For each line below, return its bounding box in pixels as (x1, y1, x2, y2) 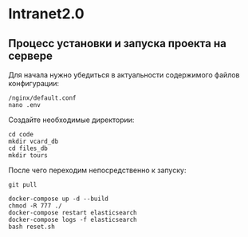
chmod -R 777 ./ (8, 202, 62, 210)
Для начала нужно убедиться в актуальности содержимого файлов (8, 70, 240, 80)
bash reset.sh (8, 223, 56, 231)
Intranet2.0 (8, 5, 85, 23)
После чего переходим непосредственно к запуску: (8, 165, 187, 175)
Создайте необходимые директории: (8, 115, 135, 124)
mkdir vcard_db (8, 137, 59, 145)
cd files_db (8, 144, 48, 152)
